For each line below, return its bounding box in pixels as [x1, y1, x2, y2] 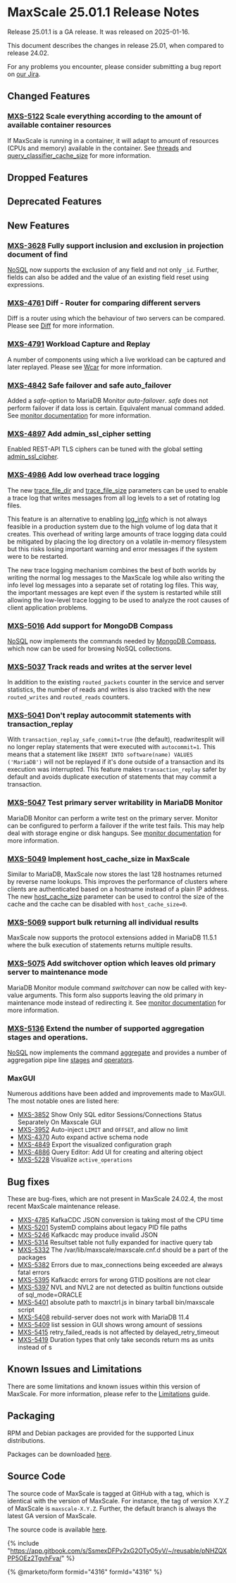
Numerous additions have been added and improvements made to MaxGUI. [7, 1090, 226, 1098]
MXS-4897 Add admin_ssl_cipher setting [7, 429, 151, 438]
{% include [7, 1539, 39, 1547]
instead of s [17, 1343, 52, 1352]
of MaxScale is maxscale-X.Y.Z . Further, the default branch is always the [7, 1504, 217, 1513]
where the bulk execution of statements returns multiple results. [7, 941, 193, 949]
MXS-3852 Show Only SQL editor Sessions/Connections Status [17, 1111, 202, 1119]
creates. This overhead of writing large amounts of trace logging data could [7, 529, 227, 538]
